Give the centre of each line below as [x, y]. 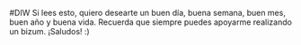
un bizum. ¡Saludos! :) [49, 31]
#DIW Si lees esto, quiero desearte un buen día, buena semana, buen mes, [147, 13]
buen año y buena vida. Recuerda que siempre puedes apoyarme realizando [150, 22]
